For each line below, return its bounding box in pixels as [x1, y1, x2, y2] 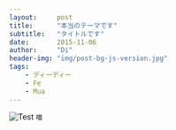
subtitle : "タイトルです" [9, 29, 104, 38]
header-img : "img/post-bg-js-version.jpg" [9, 54, 168, 63]
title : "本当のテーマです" [9, 21, 118, 30]
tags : [9, 63, 29, 72]
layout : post [9, 12, 73, 22]
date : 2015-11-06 [9, 37, 97, 47]
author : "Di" [9, 46, 73, 55]
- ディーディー [25, 71, 73, 80]
